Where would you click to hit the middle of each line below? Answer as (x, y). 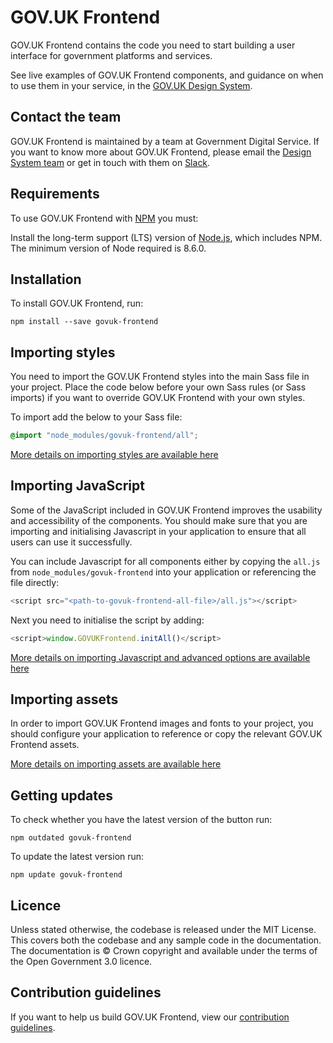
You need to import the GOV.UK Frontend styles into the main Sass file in (160, 377)
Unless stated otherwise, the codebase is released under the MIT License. (163, 930)
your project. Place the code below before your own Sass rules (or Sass (158, 387)
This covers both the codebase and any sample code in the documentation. (166, 940)
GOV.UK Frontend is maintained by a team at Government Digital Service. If (165, 141)
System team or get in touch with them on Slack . (110, 162)
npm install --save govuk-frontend (84, 322)
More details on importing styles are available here (114, 455)
